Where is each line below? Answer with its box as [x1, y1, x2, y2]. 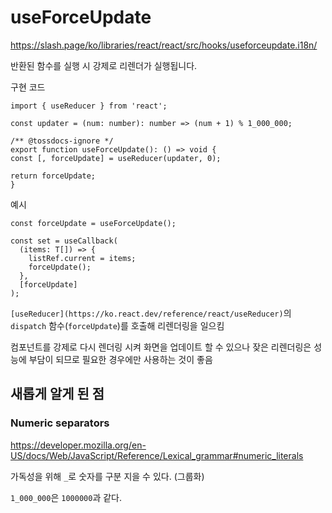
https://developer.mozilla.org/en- [10, 439, 147, 451]
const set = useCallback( [10, 236, 118, 246]
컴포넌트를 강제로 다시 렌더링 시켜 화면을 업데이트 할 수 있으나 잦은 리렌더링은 [10, 341, 312, 353]
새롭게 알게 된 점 [10, 386, 105, 403]
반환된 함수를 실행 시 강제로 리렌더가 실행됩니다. [10, 59, 198, 71]
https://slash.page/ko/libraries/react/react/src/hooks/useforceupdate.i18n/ [10, 39, 318, 51]
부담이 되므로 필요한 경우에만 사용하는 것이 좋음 [28, 353, 213, 365]
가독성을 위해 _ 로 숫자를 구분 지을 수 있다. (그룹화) [10, 470, 205, 482]
